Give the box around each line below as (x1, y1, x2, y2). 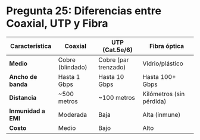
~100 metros (98, 93, 135, 101)
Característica (10, 42, 52, 50)
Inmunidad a (9, 107, 46, 115)
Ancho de (9, 72, 37, 81)
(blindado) (58, 63, 87, 71)
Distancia (9, 93, 37, 101)
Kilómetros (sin (142, 90, 185, 98)
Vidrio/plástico (142, 59, 183, 68)
